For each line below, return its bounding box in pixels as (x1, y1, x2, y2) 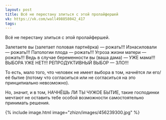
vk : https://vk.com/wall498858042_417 (5, 16, 85, 21)
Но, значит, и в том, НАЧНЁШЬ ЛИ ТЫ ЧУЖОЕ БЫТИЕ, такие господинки (5, 89, 160, 95)
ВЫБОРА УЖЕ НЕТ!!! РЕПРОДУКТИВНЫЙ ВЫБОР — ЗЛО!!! (5, 60, 129, 66)
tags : (5, 21, 16, 26)
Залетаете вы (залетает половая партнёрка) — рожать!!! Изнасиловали (5, 44, 157, 50)
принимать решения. (5, 100, 50, 106)
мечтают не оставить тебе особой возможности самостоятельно (5, 95, 144, 101)
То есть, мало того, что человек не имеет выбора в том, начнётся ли (5, 70, 152, 76)
